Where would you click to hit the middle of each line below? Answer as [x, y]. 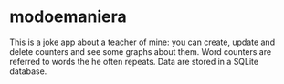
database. [28, 71]
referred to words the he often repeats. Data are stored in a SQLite [134, 61]
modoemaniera [68, 17]
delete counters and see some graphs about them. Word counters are [141, 51]
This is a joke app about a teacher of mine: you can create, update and [142, 42]
